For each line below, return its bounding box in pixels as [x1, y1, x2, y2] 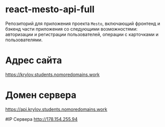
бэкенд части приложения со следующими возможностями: [5, 26, 137, 32]
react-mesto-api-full [5, 4, 95, 15]
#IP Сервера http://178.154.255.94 [5, 116, 78, 122]
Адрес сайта [5, 55, 62, 66]
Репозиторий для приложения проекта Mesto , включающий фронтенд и [5, 20, 160, 27]
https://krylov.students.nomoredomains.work [5, 71, 100, 78]
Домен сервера [5, 89, 76, 101]
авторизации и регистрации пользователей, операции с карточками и [5, 31, 159, 37]
